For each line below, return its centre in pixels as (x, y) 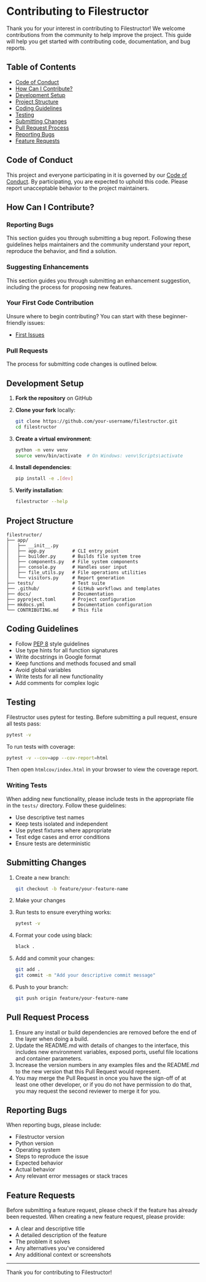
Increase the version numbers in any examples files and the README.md (107, 1065)
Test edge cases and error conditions (63, 837)
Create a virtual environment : (53, 439)
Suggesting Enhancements (48, 267)
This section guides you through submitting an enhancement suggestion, (99, 280)
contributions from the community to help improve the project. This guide (99, 34)
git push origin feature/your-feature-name (72, 998)
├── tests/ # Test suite (56, 584)
